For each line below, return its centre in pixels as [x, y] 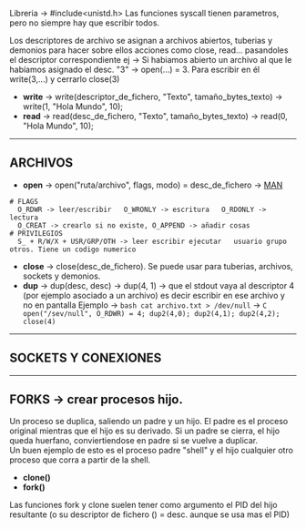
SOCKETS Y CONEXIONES [86, 358]
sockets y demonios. [61, 276]
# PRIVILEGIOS [36, 233]
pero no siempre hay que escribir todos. [85, 23]
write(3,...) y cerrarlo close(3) [65, 79]
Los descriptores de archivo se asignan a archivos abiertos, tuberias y [141, 41]
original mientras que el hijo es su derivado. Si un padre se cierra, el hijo [145, 431]
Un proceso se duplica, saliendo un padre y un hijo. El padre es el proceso [149, 422]
